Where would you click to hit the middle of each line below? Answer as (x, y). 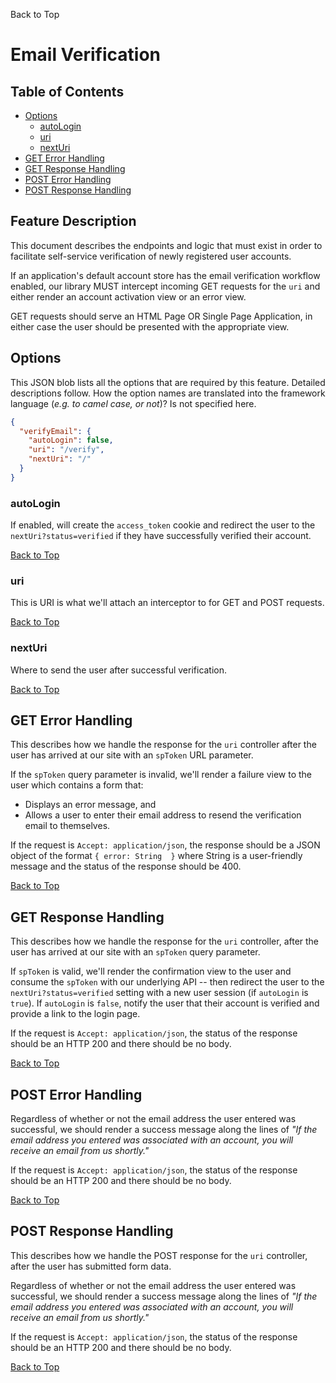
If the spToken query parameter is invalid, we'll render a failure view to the (161, 775)
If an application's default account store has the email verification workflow (165, 275)
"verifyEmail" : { (55, 431)
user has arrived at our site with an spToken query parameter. (135, 952)
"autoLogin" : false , (71, 440)
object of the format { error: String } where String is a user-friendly (156, 856)
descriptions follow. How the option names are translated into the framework (168, 393)
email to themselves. (67, 826)
